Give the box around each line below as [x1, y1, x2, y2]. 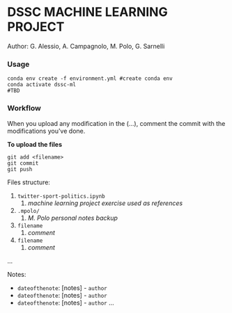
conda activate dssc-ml [7, 81, 77, 88]
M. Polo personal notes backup [27, 214, 118, 222]
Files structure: [7, 178, 51, 186]
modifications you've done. [7, 127, 86, 135]
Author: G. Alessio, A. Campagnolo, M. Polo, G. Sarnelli [7, 42, 165, 50]
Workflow [7, 104, 42, 113]
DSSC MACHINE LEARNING [7, 4, 169, 20]
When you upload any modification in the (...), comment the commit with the [7, 119, 226, 127]
